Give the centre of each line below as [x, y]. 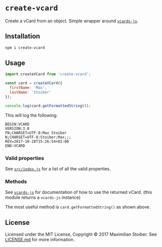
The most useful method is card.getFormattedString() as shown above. [78, 207]
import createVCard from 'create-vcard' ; [48, 74]
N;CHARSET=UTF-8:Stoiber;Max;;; [38, 137]
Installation [23, 36]
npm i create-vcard [25, 48]
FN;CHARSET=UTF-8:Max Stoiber [36, 133]
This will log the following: [31, 115]
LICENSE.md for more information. [40, 240]
